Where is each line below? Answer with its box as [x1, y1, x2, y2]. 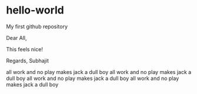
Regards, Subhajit [6, 57, 49, 64]
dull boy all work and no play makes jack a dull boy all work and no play [6, 75, 179, 82]
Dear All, [6, 34, 27, 41]
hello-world [6, 4, 65, 17]
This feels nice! [6, 45, 43, 53]
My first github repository [6, 23, 68, 30]
